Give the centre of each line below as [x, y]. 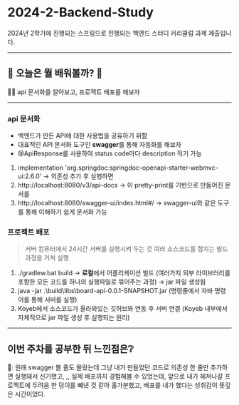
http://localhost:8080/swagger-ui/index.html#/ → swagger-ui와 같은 [117, 203]
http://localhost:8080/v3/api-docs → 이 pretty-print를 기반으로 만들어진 [121, 185]
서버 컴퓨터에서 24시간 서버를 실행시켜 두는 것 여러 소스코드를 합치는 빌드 [126, 249]
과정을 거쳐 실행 [47, 258]
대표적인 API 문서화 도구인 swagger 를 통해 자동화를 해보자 [99, 145]
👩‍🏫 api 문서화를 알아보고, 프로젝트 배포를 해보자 [74, 92]
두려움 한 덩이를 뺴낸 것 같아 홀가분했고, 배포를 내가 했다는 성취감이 [125, 385]
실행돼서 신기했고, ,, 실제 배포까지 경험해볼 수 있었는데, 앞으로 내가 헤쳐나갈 [119, 376]
